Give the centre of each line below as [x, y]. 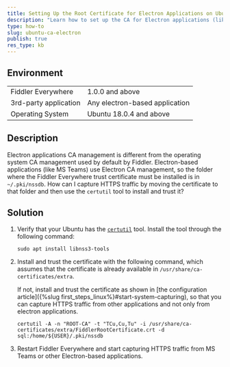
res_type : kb [26, 45]
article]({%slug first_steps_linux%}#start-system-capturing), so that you [119, 297]
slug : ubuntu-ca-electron [44, 33]
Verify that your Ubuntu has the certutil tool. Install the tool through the [119, 229]
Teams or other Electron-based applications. [80, 356]
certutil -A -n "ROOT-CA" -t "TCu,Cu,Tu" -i [81, 324]
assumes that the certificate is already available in [88, 269]
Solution [25, 213]
